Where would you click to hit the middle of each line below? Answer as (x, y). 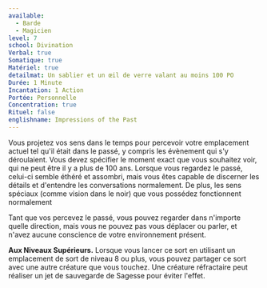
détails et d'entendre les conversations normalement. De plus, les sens (125, 185)
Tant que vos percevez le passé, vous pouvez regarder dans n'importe (125, 218)
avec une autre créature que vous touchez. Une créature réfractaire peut (128, 267)
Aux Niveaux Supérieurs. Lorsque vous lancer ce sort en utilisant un (122, 250)
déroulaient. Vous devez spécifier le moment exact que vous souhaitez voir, (133, 159)
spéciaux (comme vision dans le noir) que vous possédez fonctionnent (125, 194)
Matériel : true (34, 68)
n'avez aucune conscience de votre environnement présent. (107, 234)
